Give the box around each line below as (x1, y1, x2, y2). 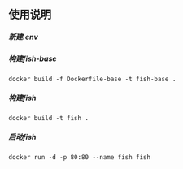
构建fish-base (8, 54, 57, 63)
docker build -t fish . (8, 114, 89, 122)
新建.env (8, 32, 38, 41)
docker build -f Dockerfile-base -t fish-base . (8, 75, 176, 83)
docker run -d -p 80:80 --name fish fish (8, 153, 151, 161)
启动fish (8, 132, 37, 142)
